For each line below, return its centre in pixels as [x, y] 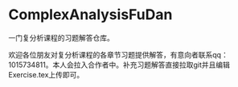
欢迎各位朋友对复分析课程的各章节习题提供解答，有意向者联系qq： [119, 54]
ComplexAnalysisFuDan [90, 15]
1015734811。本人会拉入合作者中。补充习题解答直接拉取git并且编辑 [119, 65]
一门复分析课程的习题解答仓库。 [61, 38]
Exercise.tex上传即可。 [46, 74]
